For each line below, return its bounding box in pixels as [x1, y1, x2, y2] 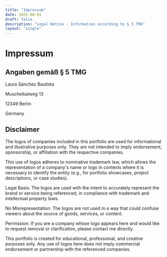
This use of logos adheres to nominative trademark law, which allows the [5, 159, 156, 165]
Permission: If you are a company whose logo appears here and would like [5, 220, 160, 226]
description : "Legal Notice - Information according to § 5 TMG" [5, 21, 145, 27]
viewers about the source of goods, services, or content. [5, 210, 123, 217]
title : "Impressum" [5, 7, 46, 13]
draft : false [5, 17, 33, 22]
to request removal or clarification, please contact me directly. [5, 225, 134, 232]
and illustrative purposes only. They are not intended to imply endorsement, [5, 144, 162, 150]
